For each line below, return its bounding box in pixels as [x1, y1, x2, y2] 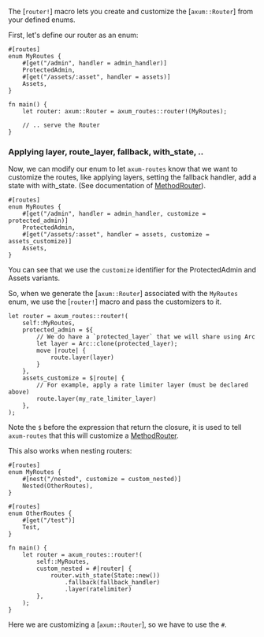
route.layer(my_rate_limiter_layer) [36, 395, 157, 403]
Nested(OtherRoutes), [22, 482, 93, 491]
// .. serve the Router [22, 121, 101, 129]
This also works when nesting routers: [8, 446, 132, 456]
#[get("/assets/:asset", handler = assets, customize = [22, 231, 210, 239]
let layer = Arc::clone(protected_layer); [36, 340, 178, 348]
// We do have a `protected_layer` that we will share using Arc [36, 333, 256, 341]
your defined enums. [8, 15, 76, 24]
